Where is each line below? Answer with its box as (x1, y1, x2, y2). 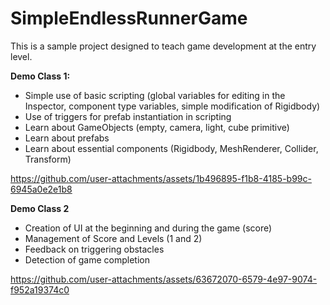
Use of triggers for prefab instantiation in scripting (24, 110, 232, 122)
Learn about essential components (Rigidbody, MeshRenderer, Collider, (24, 142, 319, 154)
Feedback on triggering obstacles (24, 243, 165, 255)
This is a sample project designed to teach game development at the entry (10, 40, 317, 52)
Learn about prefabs (24, 132, 110, 144)
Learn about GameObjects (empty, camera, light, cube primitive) (24, 121, 290, 133)
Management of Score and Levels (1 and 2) (24, 232, 203, 244)
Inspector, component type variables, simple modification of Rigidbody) (24, 100, 321, 112)
